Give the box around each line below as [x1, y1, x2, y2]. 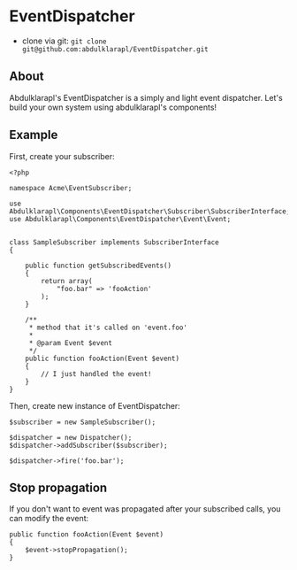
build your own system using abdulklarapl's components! [9, 102, 217, 112]
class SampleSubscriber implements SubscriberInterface [9, 237, 219, 247]
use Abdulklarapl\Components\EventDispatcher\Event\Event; [9, 214, 232, 223]
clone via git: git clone [21, 35, 107, 46]
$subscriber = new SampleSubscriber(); [9, 418, 156, 427]
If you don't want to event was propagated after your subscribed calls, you [9, 504, 281, 514]
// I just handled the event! [41, 369, 152, 378]
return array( [41, 276, 93, 285]
